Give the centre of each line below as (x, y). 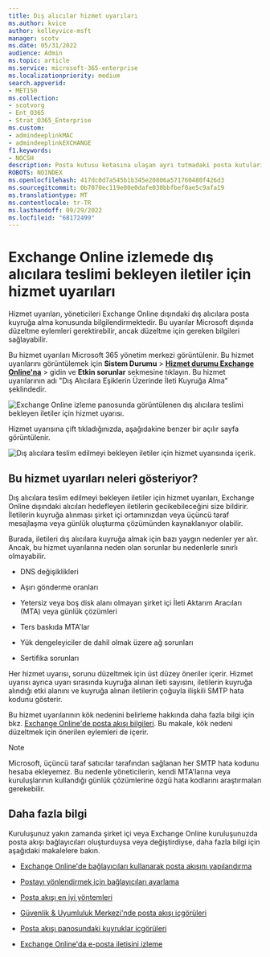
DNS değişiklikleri (49, 571)
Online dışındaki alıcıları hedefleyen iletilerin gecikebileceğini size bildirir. (129, 506)
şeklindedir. (27, 389)
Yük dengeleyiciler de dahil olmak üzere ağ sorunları (106, 643)
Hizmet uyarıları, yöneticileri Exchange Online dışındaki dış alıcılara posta (129, 314)
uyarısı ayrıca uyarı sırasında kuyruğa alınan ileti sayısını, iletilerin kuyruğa (131, 682)
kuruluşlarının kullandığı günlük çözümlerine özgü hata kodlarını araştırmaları (135, 780)
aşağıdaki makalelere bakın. (54, 850)
